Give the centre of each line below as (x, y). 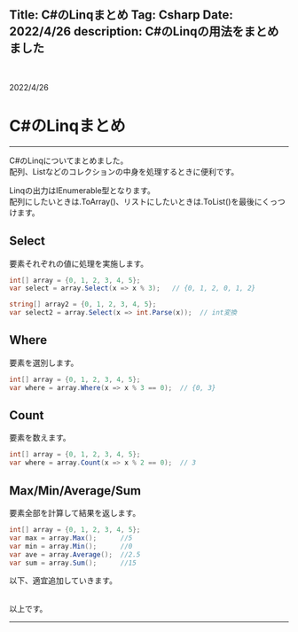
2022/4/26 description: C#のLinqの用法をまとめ (144, 31)
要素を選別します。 (44, 363)
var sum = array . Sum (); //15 (73, 563)
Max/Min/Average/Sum (75, 491)
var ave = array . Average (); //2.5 (75, 554)
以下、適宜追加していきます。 (63, 581)
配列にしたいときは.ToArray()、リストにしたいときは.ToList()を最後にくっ (143, 201)
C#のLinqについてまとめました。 (69, 160)
